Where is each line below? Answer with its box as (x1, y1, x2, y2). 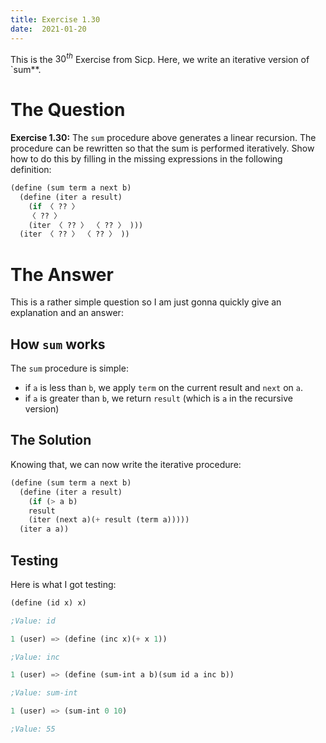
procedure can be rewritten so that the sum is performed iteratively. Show (10, 142, 315, 155)
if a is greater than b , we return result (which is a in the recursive (24, 392, 293, 405)
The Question (10, 99, 126, 121)
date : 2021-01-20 (10, 24, 87, 34)
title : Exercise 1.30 (10, 14, 101, 25)
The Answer (10, 263, 114, 286)
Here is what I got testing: (10, 578, 117, 590)
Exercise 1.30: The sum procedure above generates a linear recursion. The (10, 132, 317, 144)
